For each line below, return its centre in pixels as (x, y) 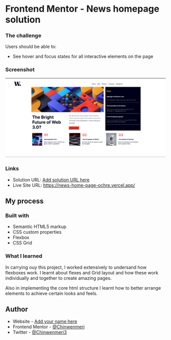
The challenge (23, 36)
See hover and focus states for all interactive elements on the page (83, 56)
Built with (17, 215)
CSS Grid (22, 243)
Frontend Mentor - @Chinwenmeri (49, 327)
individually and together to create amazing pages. (59, 278)
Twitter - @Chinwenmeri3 (40, 332)
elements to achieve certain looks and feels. (51, 293)
